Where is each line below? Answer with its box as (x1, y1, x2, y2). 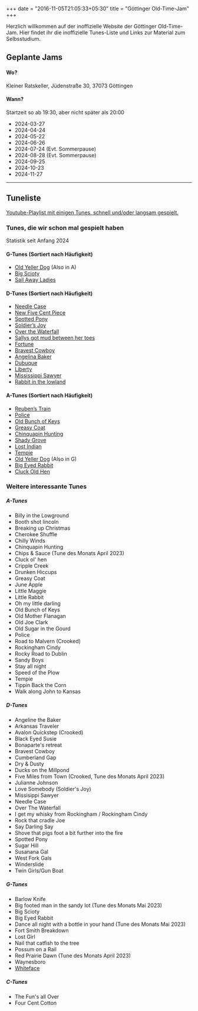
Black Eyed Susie (14, 735, 57, 743)
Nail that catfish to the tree (14, 939, 80, 947)
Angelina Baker (14, 353, 52, 360)
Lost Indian (14, 443, 42, 450)
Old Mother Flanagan (14, 613, 67, 620)
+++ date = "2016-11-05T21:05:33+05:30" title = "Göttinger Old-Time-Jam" (6, 5, 190, 12)
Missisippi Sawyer (14, 792, 59, 799)
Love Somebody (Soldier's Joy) (14, 786, 91, 793)
